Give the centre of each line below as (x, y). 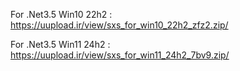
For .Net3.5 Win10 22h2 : (61, 14)
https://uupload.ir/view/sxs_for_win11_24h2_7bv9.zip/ (120, 55)
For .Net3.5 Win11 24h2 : (60, 44)
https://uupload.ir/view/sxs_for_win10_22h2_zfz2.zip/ (119, 25)
